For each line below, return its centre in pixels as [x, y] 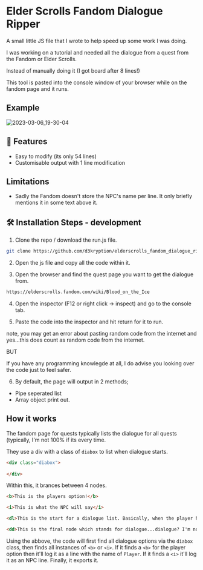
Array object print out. [43, 399]
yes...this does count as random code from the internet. [76, 340]
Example [23, 108]
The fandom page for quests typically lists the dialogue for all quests [92, 433]
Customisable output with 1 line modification [70, 162]
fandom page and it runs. [38, 88]
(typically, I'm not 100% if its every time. [56, 440]
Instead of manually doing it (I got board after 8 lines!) [73, 70]
